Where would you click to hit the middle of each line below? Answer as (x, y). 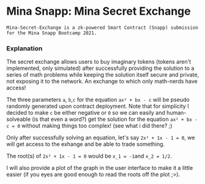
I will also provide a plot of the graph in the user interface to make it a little (100, 168)
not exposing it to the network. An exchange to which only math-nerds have (102, 82)
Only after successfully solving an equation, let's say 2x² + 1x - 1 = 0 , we (101, 138)
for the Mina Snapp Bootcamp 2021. (52, 33)
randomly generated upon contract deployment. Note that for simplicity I (98, 106)
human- (176, 113)
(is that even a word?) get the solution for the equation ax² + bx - (115, 119)
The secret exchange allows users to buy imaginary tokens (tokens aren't (99, 62)
